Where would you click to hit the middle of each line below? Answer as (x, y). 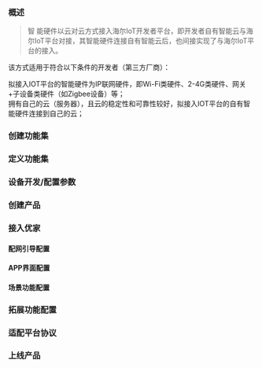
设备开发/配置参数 (42, 182)
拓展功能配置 (33, 310)
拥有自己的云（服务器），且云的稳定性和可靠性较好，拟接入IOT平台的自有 (126, 104)
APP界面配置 (29, 268)
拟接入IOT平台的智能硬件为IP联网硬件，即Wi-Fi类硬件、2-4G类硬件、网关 (127, 84)
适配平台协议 (33, 333)
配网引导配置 (29, 248)
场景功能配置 (29, 287)
